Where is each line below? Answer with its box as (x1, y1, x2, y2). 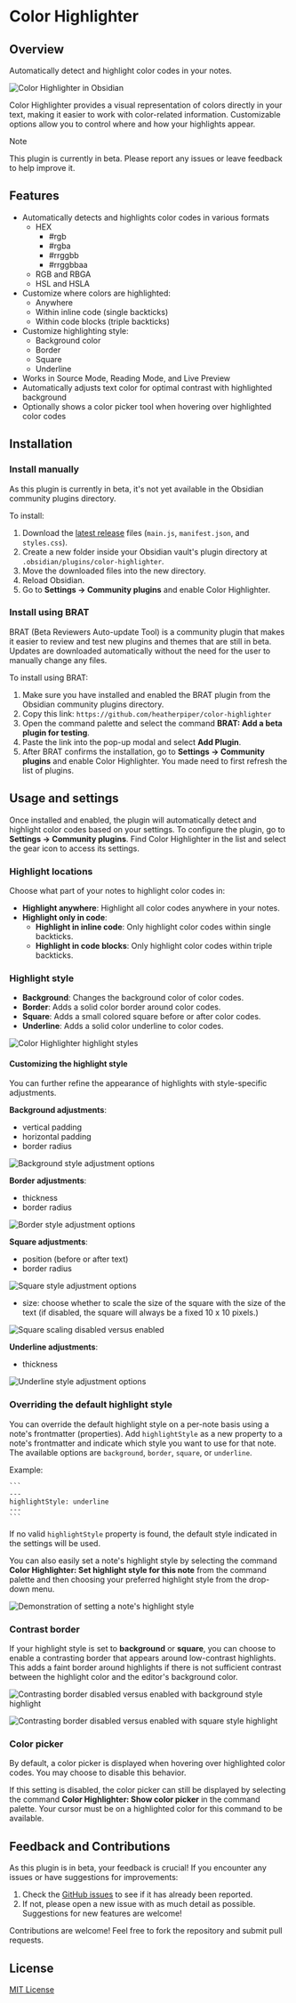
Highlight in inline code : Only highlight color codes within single (35, 921, 271, 932)
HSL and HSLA (35, 278, 91, 288)
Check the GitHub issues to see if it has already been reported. (21, 1889, 253, 1900)
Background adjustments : (9, 1105, 107, 1115)
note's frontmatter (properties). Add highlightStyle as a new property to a (9, 1428, 283, 1439)
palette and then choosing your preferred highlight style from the (9, 1574, 247, 1585)
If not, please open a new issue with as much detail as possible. (21, 1899, 256, 1910)
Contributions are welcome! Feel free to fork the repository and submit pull (9, 1926, 283, 1936)
